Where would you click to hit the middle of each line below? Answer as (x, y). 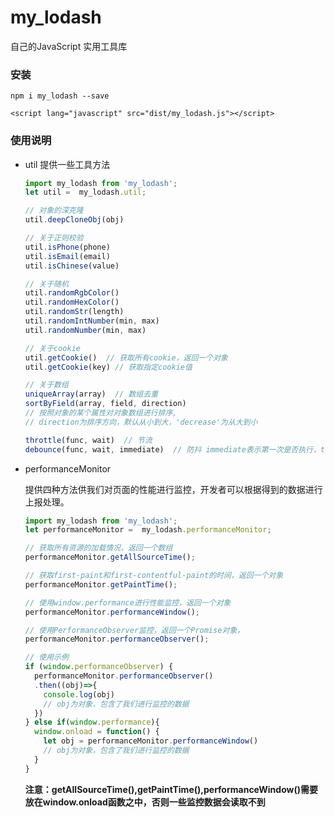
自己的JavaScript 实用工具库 (69, 46)
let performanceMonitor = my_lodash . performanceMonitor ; (148, 530)
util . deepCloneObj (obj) (74, 220)
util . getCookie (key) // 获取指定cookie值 (108, 367)
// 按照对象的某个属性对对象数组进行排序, (101, 413)
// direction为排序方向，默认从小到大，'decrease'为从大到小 (141, 422)
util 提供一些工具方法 (67, 164)
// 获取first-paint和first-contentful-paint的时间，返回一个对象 (154, 576)
